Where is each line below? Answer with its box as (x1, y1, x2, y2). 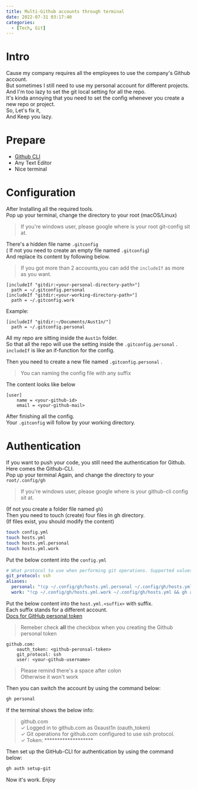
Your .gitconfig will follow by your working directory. (6, 419, 136, 426)
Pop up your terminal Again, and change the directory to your (6, 471, 154, 478)
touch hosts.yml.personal (6, 540, 69, 546)
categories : (6, 19, 35, 25)
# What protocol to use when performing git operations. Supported (6, 567, 175, 573)
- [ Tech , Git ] (11, 25, 46, 31)
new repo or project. (6, 101, 56, 108)
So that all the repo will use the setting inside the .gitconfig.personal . (6, 341, 178, 348)
